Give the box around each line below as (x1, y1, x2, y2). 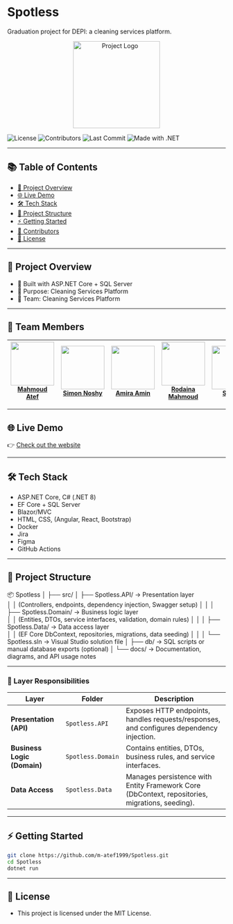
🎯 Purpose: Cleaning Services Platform (17, 287, 129, 295)
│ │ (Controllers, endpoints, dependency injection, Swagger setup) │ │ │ (7, 600, 215, 609)
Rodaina (171, 385, 196, 393)
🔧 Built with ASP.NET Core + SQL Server (17, 279, 133, 288)
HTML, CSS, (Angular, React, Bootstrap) (17, 515, 132, 523)
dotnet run (7, 865, 39, 872)
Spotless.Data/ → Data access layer (7, 622, 110, 631)
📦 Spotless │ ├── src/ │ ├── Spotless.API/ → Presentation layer (7, 590, 194, 599)
